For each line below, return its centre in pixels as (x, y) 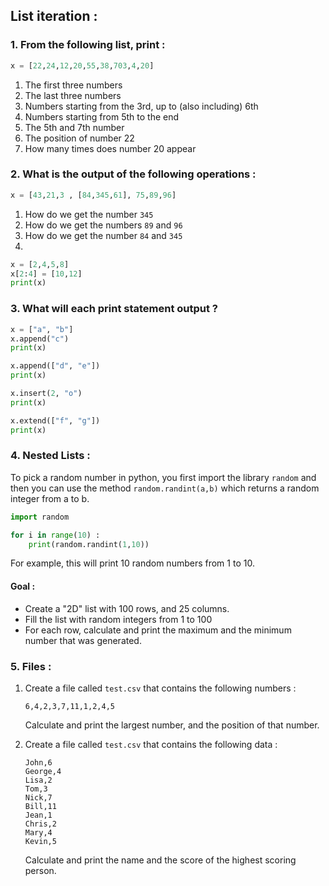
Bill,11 (40, 806)
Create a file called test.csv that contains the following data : (151, 744)
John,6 (38, 762)
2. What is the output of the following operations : (133, 174)
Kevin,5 (40, 841)
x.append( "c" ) (40, 339)
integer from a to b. (50, 498)
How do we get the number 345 (89, 214)
